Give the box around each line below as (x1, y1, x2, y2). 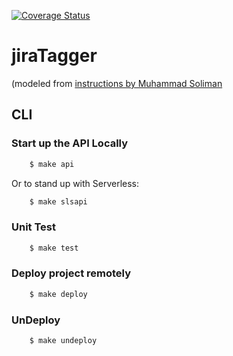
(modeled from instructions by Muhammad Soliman (11, 77, 223, 89)
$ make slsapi (29, 196, 88, 207)
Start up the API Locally (11, 136, 129, 150)
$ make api (29, 159, 75, 169)
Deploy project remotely (11, 266, 132, 280)
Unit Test (11, 220, 56, 234)
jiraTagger (11, 45, 98, 67)
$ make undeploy (29, 336, 98, 346)
